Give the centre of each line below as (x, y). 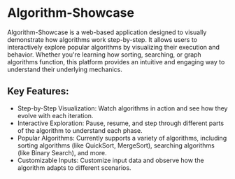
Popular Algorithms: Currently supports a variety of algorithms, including (122, 138)
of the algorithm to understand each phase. (80, 130)
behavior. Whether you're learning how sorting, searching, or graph (104, 55)
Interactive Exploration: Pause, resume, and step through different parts (121, 123)
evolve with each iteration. (55, 115)
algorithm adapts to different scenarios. (74, 167)
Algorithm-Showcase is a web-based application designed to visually (107, 32)
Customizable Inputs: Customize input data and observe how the (111, 160)
